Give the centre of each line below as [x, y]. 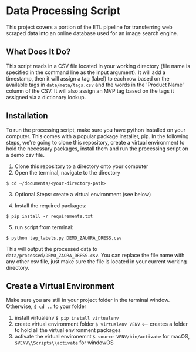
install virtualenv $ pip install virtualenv [67, 318]
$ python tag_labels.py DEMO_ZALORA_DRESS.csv [64, 238]
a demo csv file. [26, 155]
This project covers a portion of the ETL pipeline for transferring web [89, 27]
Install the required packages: [50, 205]
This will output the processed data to [52, 249]
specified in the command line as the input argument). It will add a [86, 72]
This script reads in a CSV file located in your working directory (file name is [98, 66]
